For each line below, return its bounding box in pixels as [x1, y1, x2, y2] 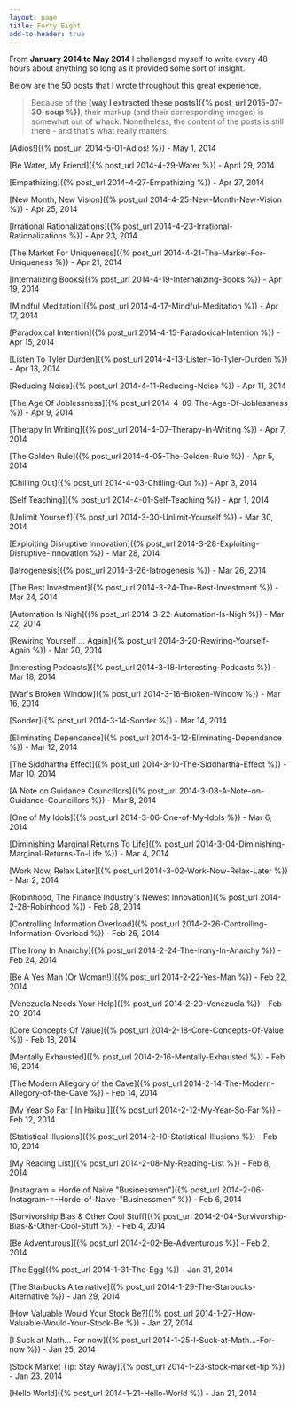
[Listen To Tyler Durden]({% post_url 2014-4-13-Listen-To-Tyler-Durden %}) [9, 354, 288, 364]
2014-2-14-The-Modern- [184, 1078, 275, 1089]
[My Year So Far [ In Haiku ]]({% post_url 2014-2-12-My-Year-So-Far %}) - [9, 1105, 282, 1115]
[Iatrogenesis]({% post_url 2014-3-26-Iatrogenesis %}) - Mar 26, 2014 [9, 565, 267, 576]
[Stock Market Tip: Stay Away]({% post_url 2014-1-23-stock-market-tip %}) [9, 1362, 285, 1372]
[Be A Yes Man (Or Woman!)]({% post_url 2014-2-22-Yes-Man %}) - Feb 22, [9, 972, 288, 982]
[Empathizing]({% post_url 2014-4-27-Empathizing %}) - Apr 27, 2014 [9, 177, 265, 188]
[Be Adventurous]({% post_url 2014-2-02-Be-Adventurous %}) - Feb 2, [9, 1238, 270, 1248]
